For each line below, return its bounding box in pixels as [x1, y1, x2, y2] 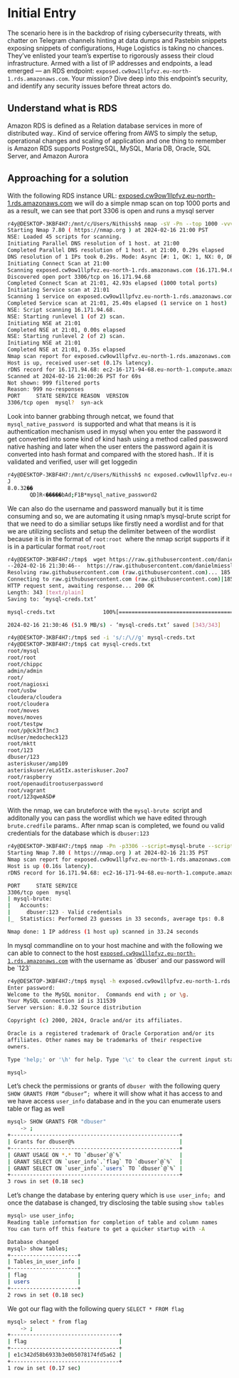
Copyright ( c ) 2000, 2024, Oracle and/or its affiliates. [7, 1017, 183, 1024]
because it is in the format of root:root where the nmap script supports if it [7, 534, 230, 543]
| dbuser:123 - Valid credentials [7, 909, 122, 916]
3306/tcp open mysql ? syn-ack [7, 399, 103, 407]
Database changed [7, 1238, 59, 1245]
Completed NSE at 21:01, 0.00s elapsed [7, 326, 126, 333]
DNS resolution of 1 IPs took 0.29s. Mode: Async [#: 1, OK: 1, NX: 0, [7, 253, 224, 260]
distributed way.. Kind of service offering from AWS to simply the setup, [7, 128, 218, 137]
